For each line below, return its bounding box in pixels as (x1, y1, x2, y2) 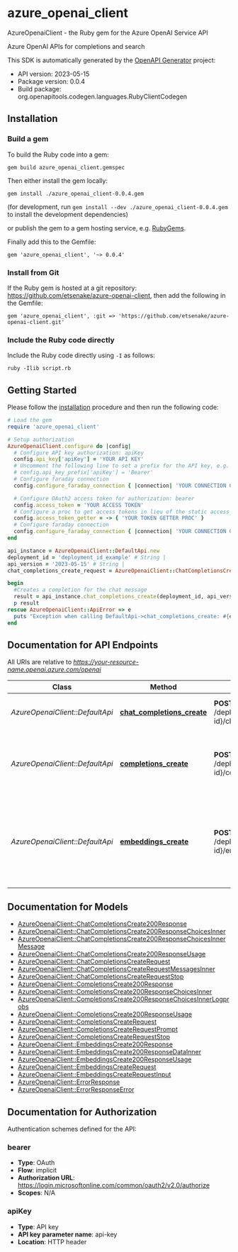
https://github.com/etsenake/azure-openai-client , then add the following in (7, 291, 226, 299)
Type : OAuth (17, 1158, 55, 1167)
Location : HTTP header (17, 1237, 87, 1246)
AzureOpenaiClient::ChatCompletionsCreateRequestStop (17, 973, 184, 981)
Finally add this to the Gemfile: (7, 237, 96, 246)
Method (149, 682, 177, 692)
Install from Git (7, 267, 59, 277)
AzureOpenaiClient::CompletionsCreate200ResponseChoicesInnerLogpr (17, 995, 229, 1004)
